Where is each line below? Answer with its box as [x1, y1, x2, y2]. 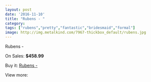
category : [5, 21, 26, 26]
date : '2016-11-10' [5, 12, 45, 17]
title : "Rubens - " [5, 16, 45, 21]
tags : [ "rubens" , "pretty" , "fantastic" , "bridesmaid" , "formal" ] [5, 26, 135, 30]
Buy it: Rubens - [5, 62, 38, 68]
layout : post [5, 7, 32, 12]
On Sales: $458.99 [5, 53, 44, 59]
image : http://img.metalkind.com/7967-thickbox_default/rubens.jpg [5, 30, 147, 35]
